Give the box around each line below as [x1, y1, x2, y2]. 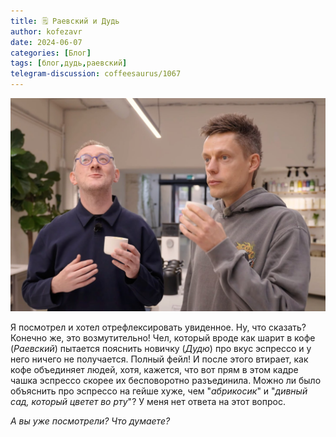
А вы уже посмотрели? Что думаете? [10, 415, 171, 427]
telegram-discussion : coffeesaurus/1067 [10, 69, 182, 79]
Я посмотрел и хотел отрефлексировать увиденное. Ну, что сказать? [10, 321, 307, 333]
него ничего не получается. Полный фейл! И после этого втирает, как [10, 353, 309, 365]
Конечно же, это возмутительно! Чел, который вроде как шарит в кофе [10, 331, 316, 344]
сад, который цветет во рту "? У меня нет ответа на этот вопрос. [10, 395, 286, 407]
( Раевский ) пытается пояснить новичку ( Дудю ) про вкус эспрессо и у [10, 342, 312, 354]
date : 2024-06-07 [10, 37, 83, 47]
